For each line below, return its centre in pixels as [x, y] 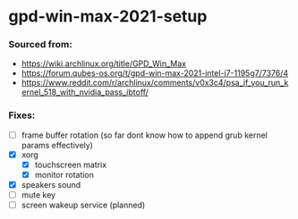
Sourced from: [40, 45]
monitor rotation [64, 174]
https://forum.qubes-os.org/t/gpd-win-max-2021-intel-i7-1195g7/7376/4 [155, 73]
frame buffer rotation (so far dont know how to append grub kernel [144, 135]
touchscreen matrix [71, 164]
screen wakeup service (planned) [83, 205]
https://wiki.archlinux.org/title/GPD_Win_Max [104, 63]
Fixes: [22, 115]
